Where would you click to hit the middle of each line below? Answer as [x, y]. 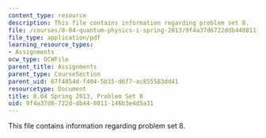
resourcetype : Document [47, 89]
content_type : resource [47, 15]
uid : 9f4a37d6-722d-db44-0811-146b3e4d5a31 [81, 103]
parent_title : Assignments [53, 67]
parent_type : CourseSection [55, 74]
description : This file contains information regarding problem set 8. [129, 23]
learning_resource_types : [51, 45]
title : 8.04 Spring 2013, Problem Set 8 [76, 96]
